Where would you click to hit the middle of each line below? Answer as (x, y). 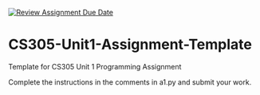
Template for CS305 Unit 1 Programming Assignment (95, 66)
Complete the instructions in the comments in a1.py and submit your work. (130, 82)
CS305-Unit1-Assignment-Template (130, 45)
